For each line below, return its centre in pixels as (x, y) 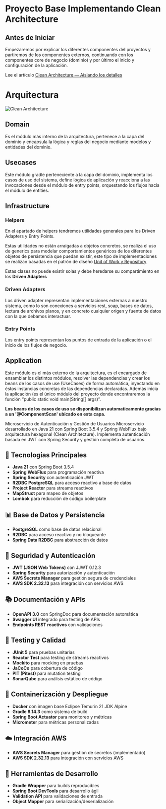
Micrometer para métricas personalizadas (55, 722)
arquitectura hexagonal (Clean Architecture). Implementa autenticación (78, 434)
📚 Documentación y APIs (45, 600)
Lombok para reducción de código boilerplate (59, 499)
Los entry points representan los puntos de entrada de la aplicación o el (79, 340)
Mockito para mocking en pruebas (48, 663)
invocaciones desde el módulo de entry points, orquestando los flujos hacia (82, 185)
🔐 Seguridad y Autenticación (50, 555)
